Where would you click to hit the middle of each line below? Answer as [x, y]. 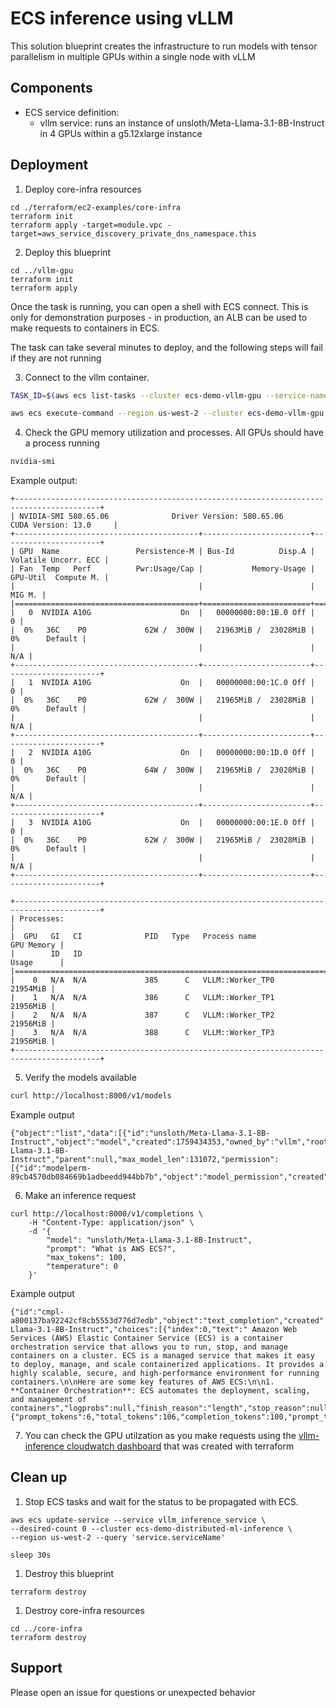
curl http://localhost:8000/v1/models [91, 1096]
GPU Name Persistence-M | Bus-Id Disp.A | [167, 552]
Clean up [39, 1477]
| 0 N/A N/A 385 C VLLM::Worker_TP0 [142, 980]
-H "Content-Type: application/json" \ [111, 1223]
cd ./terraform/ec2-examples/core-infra [96, 207]
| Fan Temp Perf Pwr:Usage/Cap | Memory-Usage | [162, 569]
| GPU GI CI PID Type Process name [133, 937]
